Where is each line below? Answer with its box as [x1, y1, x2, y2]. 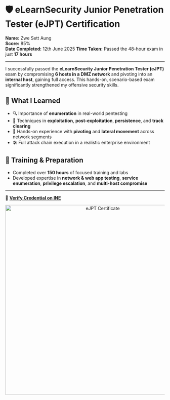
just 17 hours [5, 51, 32, 57]
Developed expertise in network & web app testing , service [12, 175, 138, 181]
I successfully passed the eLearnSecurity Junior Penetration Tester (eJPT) [5, 65, 164, 71]
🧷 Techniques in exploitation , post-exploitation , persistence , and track [12, 117, 163, 124]
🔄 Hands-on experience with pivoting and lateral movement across [12, 128, 154, 134]
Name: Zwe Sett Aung [5, 35, 52, 41]
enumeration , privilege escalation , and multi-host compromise [12, 180, 148, 186]
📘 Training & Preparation [5, 156, 83, 165]
